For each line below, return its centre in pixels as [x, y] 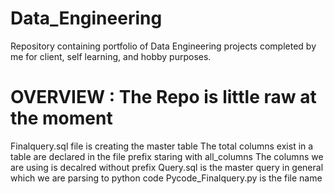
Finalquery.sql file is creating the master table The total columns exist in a [162, 146]
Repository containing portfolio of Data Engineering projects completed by [163, 46]
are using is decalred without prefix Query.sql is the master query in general [167, 167]
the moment [61, 118]
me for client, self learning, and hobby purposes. [111, 56]
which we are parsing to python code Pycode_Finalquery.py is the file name [166, 178]
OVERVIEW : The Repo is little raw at [163, 97]
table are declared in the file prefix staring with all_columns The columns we [167, 156]
